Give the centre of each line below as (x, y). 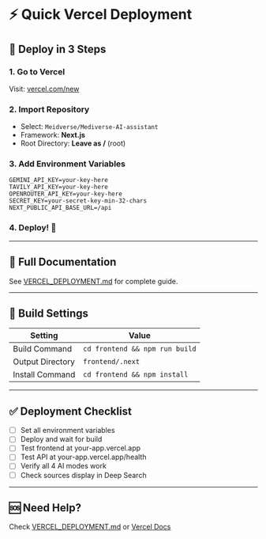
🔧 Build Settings (49, 313)
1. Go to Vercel (37, 71)
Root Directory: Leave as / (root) (73, 143)
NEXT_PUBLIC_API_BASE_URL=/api (60, 208)
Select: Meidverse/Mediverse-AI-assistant (89, 127)
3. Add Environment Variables (67, 164)
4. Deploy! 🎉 (33, 228)
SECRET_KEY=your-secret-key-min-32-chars (78, 201)
